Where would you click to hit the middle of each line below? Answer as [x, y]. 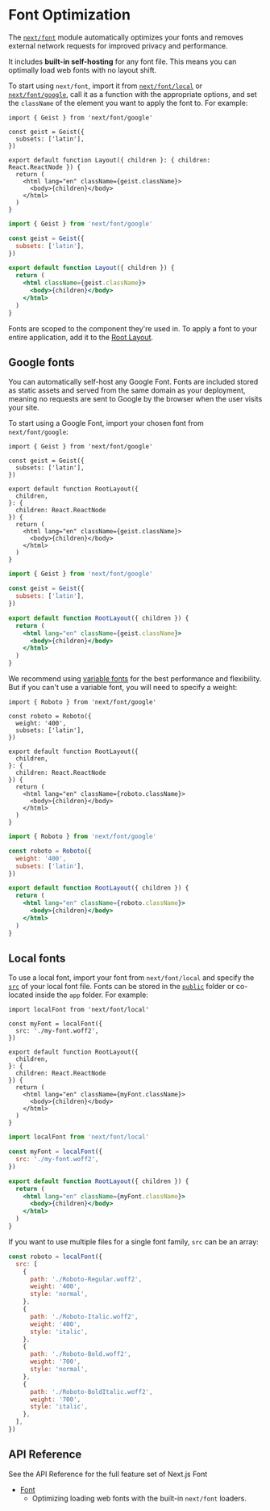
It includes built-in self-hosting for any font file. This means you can [123, 61]
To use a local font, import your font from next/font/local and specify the [131, 978]
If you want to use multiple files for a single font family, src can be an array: [134, 1241]
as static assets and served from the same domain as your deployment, [127, 390]
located [21, 995]
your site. [24, 408]
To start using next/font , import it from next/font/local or [106, 86]
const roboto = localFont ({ [56, 1256]
